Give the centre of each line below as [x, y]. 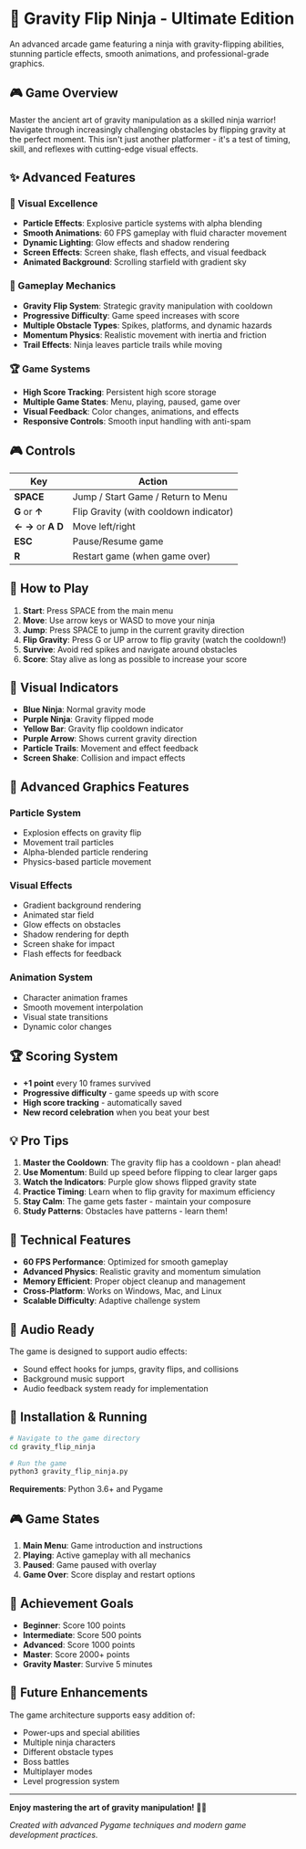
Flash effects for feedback [72, 954]
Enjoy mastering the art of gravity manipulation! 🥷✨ [108, 1807]
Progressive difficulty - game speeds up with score [121, 1093]
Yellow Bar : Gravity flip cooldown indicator [103, 729]
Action [153, 481]
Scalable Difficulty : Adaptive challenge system [111, 1301]
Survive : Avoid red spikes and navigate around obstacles [130, 649]
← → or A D [39, 526]
